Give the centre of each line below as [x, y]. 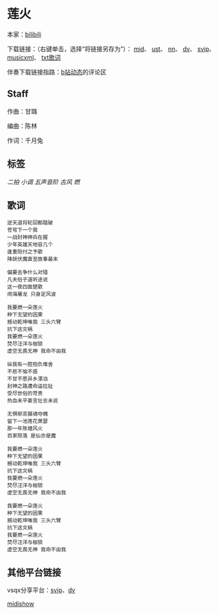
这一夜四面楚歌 [25, 287]
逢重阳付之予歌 [25, 252]
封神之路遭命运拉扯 [30, 386]
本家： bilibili [24, 34]
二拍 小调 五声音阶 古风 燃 [43, 181]
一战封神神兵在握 [28, 238]
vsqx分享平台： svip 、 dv [41, 590]
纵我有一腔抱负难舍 [30, 364]
